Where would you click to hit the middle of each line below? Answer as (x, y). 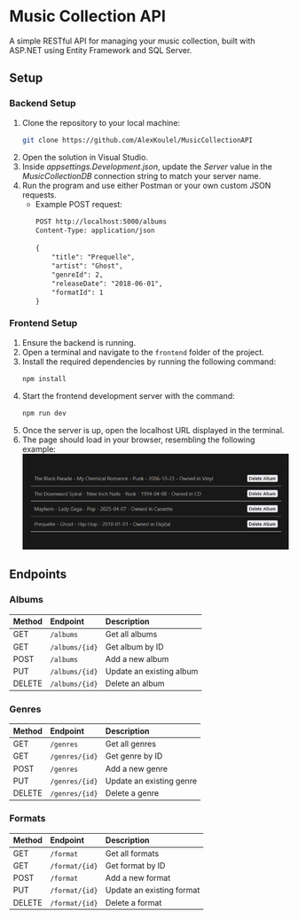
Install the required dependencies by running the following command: (149, 362)
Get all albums (131, 635)
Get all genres (131, 744)
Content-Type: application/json (95, 230)
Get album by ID (134, 646)
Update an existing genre (151, 781)
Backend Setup (43, 104)
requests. (39, 195)
